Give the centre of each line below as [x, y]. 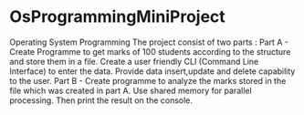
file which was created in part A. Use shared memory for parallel [131, 90]
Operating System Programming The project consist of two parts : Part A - [149, 42]
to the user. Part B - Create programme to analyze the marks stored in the [148, 80]
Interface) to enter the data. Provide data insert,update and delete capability [152, 71]
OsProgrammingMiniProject [117, 17]
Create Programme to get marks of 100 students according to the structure [150, 51]
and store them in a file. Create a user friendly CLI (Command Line [134, 61]
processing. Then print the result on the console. [101, 100]
